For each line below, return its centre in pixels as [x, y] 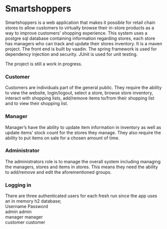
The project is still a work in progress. [44, 64]
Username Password [27, 207]
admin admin [18, 212]
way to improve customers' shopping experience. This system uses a [76, 33]
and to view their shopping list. [37, 104]
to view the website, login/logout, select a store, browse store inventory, [79, 93]
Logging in [18, 185]
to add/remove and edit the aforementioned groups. [58, 172]
